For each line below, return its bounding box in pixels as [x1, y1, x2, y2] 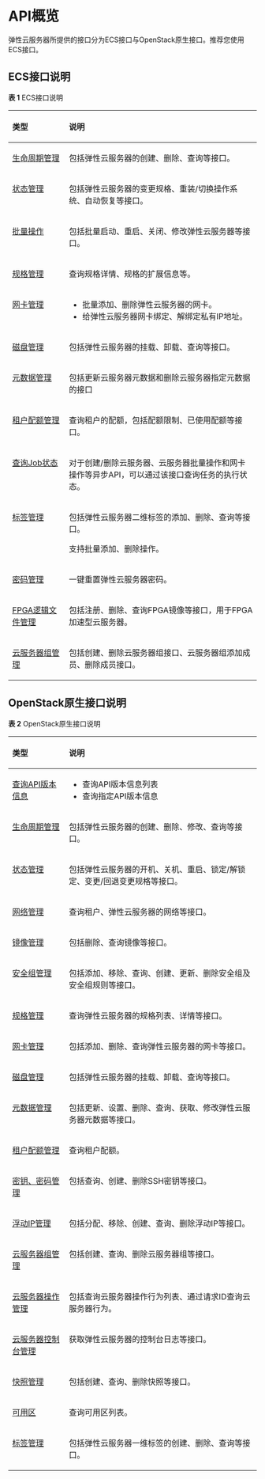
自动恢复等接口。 [84, 195, 148, 206]
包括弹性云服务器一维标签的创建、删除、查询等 [69, 1437, 243, 1448]
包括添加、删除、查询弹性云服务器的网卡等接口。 [69, 1041, 251, 1052]
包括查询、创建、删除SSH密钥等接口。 [69, 1175, 211, 1186]
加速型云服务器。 [69, 616, 132, 628]
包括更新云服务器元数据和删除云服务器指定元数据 [69, 372, 251, 383]
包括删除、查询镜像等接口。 [69, 937, 172, 948]
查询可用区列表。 [69, 1406, 132, 1417]
